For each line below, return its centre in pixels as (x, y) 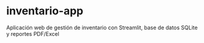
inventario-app (45, 11)
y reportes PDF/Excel (33, 33)
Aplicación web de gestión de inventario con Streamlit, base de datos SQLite (102, 27)
